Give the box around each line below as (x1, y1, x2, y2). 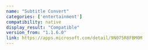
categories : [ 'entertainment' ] (6, 14, 82, 20)
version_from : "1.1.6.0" (6, 30, 67, 36)
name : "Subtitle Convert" (6, 8, 69, 14)
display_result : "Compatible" (6, 24, 80, 30)
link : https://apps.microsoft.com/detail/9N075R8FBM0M (6, 35, 143, 41)
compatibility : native (6, 19, 61, 25)
